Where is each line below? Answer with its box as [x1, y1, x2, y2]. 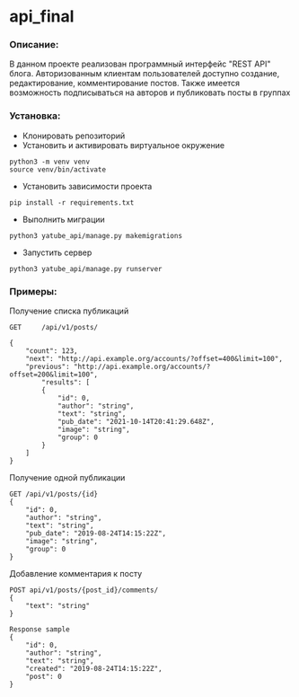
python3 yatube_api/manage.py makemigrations [9, 231, 182, 240]
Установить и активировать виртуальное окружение [22, 139, 225, 150]
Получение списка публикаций [9, 305, 129, 316]
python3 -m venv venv [9, 157, 91, 166]
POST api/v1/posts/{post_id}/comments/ [9, 586, 159, 595]
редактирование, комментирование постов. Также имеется [9, 78, 241, 89]
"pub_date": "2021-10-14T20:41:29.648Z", [57, 418, 215, 427]
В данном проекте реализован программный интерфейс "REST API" [9, 58, 271, 69]
